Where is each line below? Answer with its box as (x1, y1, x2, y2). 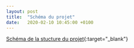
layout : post (6, 8, 38, 15)
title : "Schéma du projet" (6, 14, 76, 20)
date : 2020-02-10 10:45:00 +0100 (6, 19, 94, 25)
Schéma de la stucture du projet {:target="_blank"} (6, 36, 129, 43)
